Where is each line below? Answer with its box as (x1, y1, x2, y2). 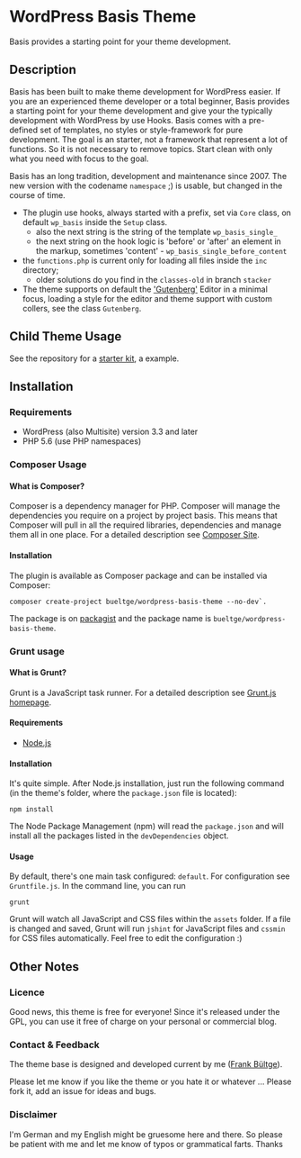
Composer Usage (9, 458, 87, 471)
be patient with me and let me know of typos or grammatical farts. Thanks (9, 1138, 283, 1149)
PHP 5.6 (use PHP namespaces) (22, 436, 142, 447)
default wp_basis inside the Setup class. (22, 216, 168, 227)
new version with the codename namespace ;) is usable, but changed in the (9, 180, 283, 191)
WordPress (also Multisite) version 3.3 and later (22, 426, 199, 438)
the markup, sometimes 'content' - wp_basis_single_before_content (35, 245, 288, 256)
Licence (9, 986, 45, 999)
